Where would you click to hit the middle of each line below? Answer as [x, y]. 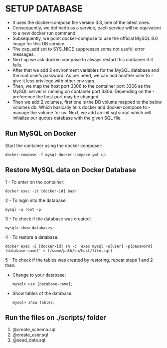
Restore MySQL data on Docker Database [71, 170]
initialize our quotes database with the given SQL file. [67, 118]
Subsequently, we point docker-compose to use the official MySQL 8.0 [85, 38]
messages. [24, 54]
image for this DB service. [39, 43]
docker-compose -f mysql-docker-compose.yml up [56, 155]
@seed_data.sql [29, 340]
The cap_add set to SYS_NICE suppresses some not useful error [79, 49]
